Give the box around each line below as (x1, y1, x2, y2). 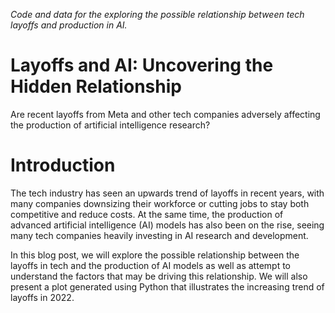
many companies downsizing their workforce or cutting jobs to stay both (10, 197, 310, 209)
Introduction (10, 154, 116, 177)
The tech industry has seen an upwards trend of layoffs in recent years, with (10, 187, 325, 199)
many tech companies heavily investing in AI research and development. (10, 229, 309, 241)
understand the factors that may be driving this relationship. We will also (10, 270, 308, 282)
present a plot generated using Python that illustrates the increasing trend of (10, 280, 325, 293)
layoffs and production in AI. (10, 19, 128, 31)
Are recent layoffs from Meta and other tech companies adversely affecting (10, 108, 321, 120)
